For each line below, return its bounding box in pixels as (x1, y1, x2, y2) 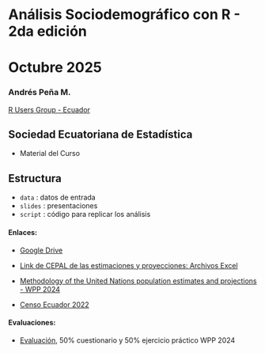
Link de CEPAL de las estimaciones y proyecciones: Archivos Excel (19, 260, 239, 270)
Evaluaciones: (8, 318, 56, 328)
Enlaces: (8, 227, 38, 237)
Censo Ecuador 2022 (19, 299, 89, 309)
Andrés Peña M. (8, 87, 71, 98)
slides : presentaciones (19, 201, 98, 211)
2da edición (8, 22, 87, 40)
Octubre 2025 (8, 59, 102, 77)
